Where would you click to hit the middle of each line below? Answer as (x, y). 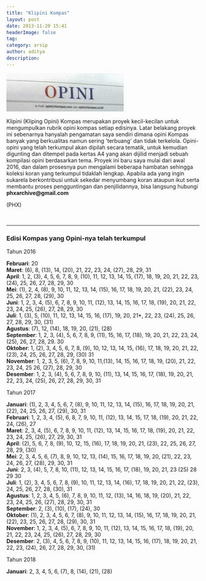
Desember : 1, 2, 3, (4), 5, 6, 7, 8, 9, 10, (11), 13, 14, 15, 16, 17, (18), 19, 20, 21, (100, 374)
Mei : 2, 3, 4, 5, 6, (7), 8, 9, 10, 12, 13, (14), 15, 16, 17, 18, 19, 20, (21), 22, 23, (99, 457)
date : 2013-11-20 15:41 (37, 26)
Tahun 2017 (21, 393)
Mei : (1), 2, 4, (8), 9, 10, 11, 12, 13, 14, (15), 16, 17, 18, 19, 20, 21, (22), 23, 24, (100, 290)
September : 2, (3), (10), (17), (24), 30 (53, 509)
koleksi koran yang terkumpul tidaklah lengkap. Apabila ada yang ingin (95, 173)
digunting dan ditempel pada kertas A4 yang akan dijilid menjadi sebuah (97, 154)
